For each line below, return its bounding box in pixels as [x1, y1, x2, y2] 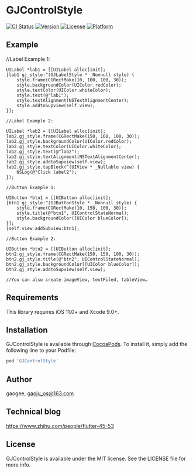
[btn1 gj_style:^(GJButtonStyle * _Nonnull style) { [6, 200, 137, 205]
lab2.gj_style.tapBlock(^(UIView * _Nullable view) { [6, 164, 140, 170]
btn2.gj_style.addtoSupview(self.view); [6, 266, 106, 272]
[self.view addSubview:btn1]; [6, 225, 80, 231]
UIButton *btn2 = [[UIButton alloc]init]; [6, 246, 111, 252]
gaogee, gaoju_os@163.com [6, 390, 74, 397]
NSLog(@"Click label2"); [16, 169, 77, 175]
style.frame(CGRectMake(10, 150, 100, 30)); [16, 205, 127, 211]
